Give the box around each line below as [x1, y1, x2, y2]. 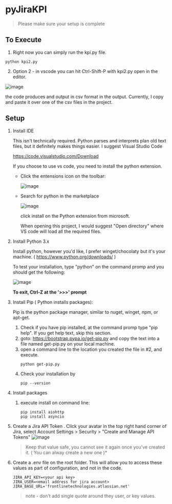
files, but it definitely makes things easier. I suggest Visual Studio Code [12, 143, 163, 149]
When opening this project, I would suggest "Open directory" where [20, 223, 164, 229]
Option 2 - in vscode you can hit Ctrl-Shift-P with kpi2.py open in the [12, 68, 158, 74]
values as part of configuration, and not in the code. [12, 464, 123, 471]
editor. [12, 74, 27, 80]
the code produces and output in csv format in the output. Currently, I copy [5, 94, 164, 100]
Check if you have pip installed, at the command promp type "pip [20, 324, 158, 330]
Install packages [12, 389, 48, 395]
